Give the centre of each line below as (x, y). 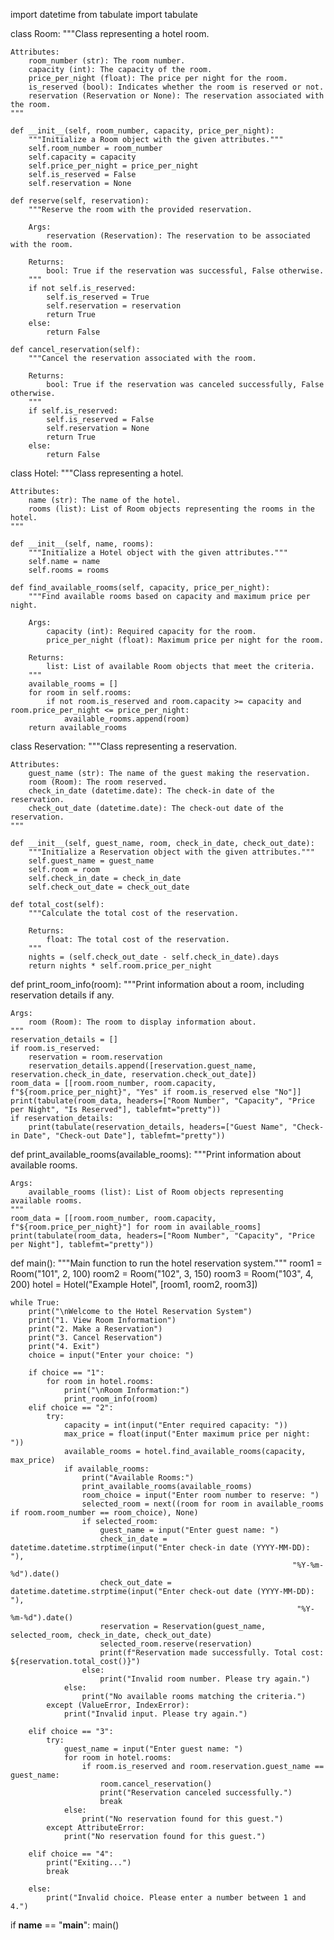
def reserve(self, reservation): (80, 201)
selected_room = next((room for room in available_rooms (203, 1504)
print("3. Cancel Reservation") (95, 1338)
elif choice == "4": (71, 1854)
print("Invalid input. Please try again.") (155, 1714)
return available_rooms (78, 728)
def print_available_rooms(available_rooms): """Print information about (156, 1154)
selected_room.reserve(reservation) (176, 1644)
